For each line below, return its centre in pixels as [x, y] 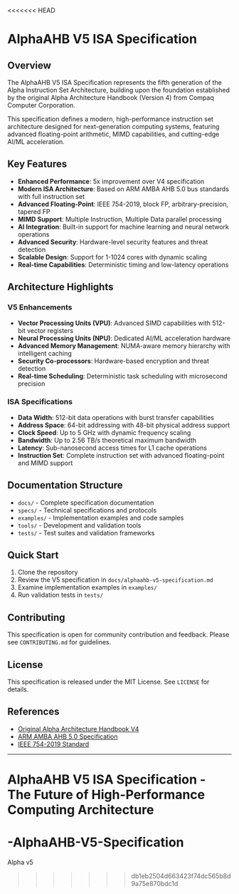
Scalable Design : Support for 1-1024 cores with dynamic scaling [112, 257]
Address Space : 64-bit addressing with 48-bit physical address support [123, 425]
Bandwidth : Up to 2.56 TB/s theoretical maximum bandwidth [107, 440]
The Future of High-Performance [106, 795]
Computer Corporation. [42, 105]
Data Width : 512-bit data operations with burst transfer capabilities [116, 417]
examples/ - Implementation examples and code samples [101, 518]
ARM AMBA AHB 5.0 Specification [68, 736]
